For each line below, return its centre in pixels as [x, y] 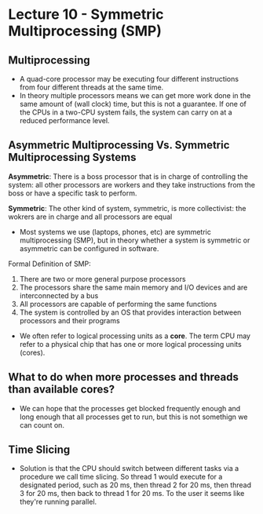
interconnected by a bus [59, 295]
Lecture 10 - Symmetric [86, 15]
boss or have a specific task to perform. [73, 193]
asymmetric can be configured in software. [89, 248]
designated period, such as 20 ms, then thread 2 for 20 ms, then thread [135, 485]
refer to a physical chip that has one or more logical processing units [130, 344]
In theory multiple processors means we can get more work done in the [135, 95]
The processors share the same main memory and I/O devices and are [133, 287]
